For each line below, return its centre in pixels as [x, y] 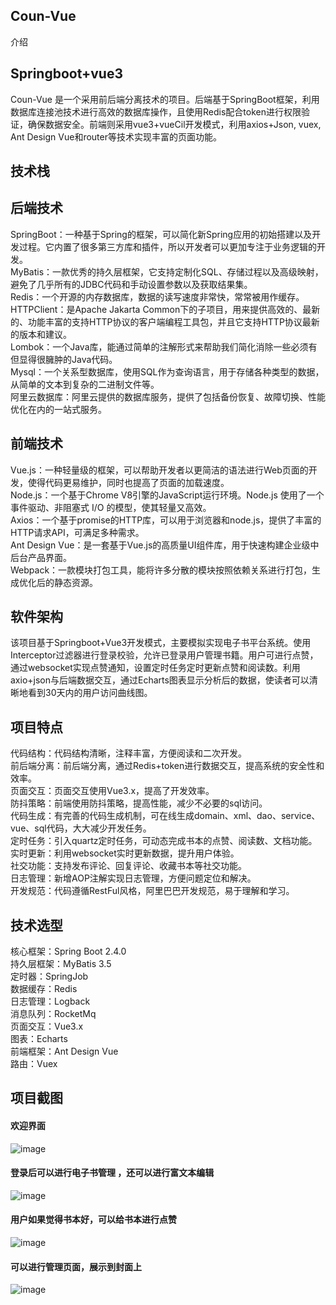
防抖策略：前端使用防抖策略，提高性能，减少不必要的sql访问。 [139, 803]
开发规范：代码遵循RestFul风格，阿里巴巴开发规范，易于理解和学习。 [152, 891]
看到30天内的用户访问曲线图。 [90, 693]
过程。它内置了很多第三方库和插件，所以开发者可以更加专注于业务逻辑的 [167, 246]
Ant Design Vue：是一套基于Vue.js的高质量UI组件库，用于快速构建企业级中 [165, 545]
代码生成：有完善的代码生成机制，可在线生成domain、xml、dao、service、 [165, 816]
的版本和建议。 [41, 334]
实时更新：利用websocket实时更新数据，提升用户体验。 [125, 853]
